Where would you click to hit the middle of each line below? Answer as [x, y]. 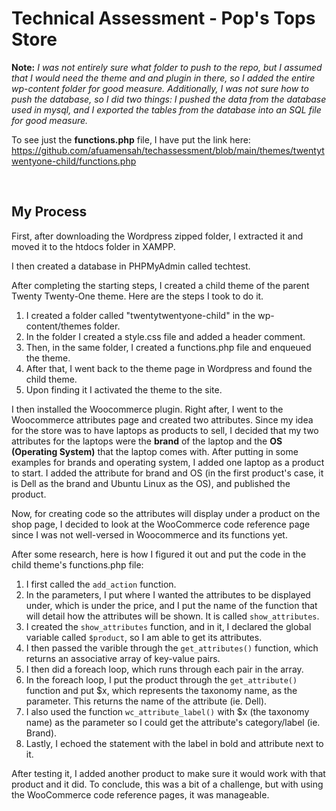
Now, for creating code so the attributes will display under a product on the [166, 513]
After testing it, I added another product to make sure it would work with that [168, 773]
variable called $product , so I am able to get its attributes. [144, 637]
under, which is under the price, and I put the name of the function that [171, 605]
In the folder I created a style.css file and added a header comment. [165, 336]
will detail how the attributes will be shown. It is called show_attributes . [172, 616]
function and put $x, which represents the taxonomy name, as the [161, 690]
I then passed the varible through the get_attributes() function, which [172, 648]
